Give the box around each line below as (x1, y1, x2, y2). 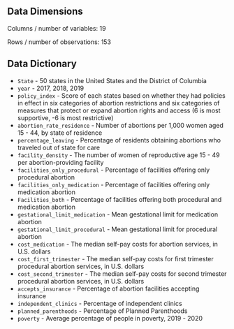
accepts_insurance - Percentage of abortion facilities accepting (17, 284, 200, 293)
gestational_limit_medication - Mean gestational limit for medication (17, 210, 219, 219)
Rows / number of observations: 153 (7, 38, 112, 46)
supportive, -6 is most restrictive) (17, 113, 114, 122)
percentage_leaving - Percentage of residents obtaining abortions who (17, 136, 221, 144)
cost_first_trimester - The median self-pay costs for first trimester (17, 254, 214, 263)
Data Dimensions (7, 6, 84, 17)
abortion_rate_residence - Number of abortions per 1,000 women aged (17, 121, 224, 129)
